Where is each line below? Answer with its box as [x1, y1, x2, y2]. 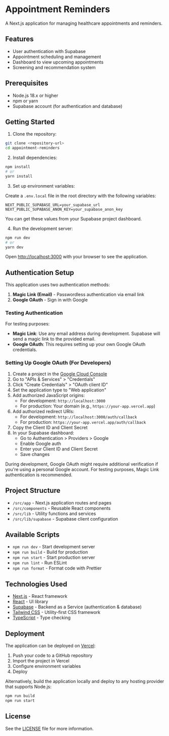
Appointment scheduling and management [12, 53, 101, 60]
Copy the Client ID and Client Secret [12, 424, 88, 430]
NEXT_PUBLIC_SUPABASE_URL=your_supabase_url [5, 202, 100, 207]
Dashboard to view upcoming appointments [12, 59, 104, 65]
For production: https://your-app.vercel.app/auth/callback [20, 419, 146, 425]
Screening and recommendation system [12, 64, 96, 70]
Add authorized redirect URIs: [12, 408, 75, 414]
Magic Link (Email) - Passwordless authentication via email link [12, 292, 145, 298]
